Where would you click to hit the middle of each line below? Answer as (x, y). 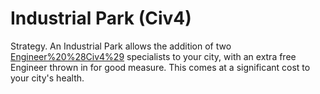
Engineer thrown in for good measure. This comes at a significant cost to (160, 67)
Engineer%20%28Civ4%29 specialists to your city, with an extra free (153, 56)
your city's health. (47, 78)
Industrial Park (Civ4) (101, 18)
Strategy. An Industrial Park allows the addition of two (121, 46)
